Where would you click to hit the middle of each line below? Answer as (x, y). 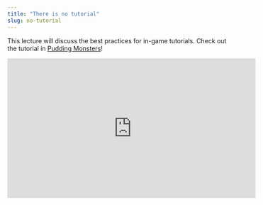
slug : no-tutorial (34, 21)
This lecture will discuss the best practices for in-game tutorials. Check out (117, 40)
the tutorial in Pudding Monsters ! (55, 48)
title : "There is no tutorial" (54, 14)
